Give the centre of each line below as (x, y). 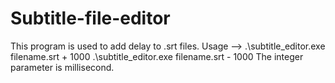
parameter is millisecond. (62, 67)
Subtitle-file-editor (90, 18)
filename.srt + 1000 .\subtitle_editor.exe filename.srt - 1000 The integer (157, 56)
